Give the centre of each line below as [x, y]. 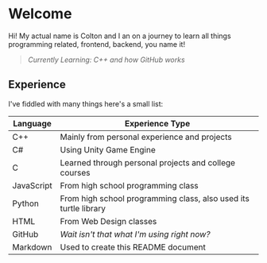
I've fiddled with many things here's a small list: [86, 103]
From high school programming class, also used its [155, 198]
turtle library [83, 208]
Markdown [32, 247]
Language [32, 123]
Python [26, 203]
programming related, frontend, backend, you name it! [97, 44]
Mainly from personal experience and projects [146, 137]
